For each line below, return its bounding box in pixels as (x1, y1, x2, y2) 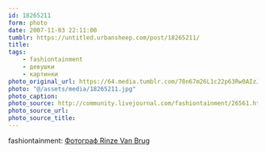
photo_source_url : (8, 107, 69, 115)
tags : (8, 48, 26, 56)
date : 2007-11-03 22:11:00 (8, 26, 97, 34)
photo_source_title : (8, 114, 77, 122)
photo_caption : (8, 92, 59, 100)
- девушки (22, 63, 55, 71)
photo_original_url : (8, 77, 77, 85)
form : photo (8, 19, 47, 27)
